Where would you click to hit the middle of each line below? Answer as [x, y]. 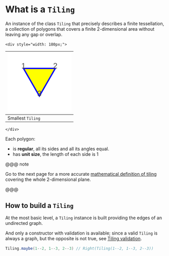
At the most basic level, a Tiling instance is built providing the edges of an [83, 218]
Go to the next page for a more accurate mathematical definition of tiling [81, 174]
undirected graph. [24, 223]
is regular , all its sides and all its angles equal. [61, 149]
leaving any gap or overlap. [34, 34]
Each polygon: [20, 139]
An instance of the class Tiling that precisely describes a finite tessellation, [85, 24]
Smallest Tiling [24, 118]
